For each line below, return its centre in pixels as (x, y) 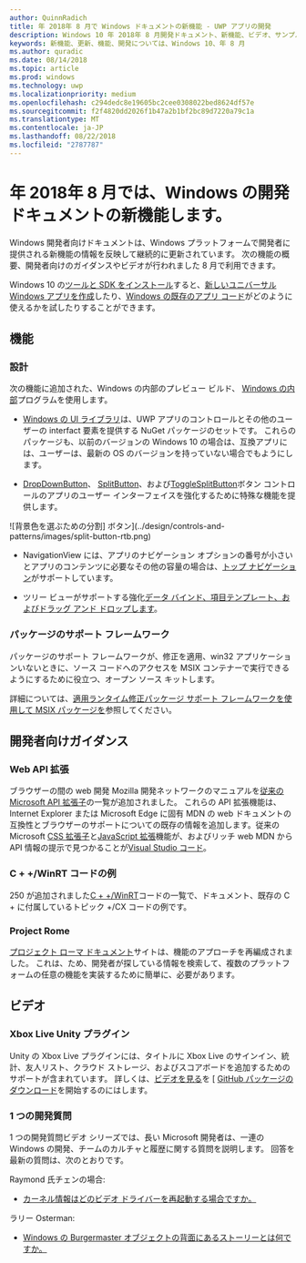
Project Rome (40, 931)
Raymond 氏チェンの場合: (57, 1179)
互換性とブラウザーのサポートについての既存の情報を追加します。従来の (145, 825)
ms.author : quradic (46, 52)
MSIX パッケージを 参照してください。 (106, 709)
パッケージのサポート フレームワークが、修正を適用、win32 (122, 656)
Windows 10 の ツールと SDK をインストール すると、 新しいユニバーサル (143, 284)
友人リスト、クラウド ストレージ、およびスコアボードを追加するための (158, 1067)
